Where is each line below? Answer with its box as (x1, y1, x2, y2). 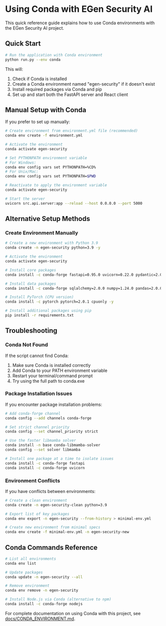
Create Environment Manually (5, 229, 78, 236)
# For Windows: (5, 160, 37, 165)
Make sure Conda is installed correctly (12, 362, 91, 368)
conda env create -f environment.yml (5, 133, 83, 138)
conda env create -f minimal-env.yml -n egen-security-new (5, 530, 129, 535)
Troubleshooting (5, 326, 58, 335)
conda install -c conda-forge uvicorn (5, 465, 85, 470)
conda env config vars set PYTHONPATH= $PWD (5, 174, 96, 179)
